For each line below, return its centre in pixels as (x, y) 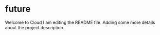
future (18, 9)
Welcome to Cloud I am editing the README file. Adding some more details (80, 22)
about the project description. (35, 27)
